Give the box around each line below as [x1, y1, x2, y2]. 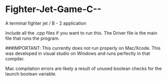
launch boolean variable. [5, 70, 57, 76]
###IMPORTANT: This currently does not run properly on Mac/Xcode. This [5, 45, 161, 51]
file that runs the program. [5, 35, 60, 41]
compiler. [5, 55, 25, 61]
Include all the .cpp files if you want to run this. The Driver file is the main [5, 30, 158, 36]
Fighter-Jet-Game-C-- [5, 4, 102, 15]
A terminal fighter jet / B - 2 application [5, 20, 87, 26]
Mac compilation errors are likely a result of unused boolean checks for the [5, 65, 162, 71]
